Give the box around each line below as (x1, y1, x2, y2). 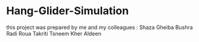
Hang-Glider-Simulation (6, 4, 129, 18)
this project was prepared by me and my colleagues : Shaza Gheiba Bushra (6, 24, 193, 31)
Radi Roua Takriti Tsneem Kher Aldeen (6, 30, 101, 37)
